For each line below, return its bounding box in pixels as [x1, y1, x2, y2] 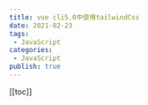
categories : [9, 46, 53, 55]
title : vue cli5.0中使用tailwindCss [9, 12, 140, 22]
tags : [9, 29, 29, 38]
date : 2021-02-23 [9, 21, 73, 30]
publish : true [9, 63, 62, 71]
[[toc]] [9, 86, 33, 97]
